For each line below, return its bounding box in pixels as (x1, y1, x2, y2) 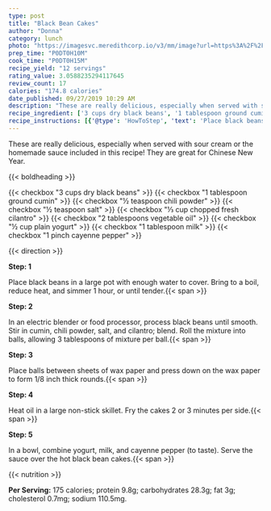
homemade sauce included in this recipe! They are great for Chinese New (8, 147, 253, 157)
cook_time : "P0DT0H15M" (8, 57, 89, 65)
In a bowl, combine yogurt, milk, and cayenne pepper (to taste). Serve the (8, 445, 253, 454)
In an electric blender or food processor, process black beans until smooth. (8, 316, 258, 327)
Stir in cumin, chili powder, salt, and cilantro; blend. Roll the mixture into (8, 325, 246, 335)
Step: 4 (8, 389, 34, 400)
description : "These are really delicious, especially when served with (8, 102, 258, 110)
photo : (8, 42, 31, 50)
